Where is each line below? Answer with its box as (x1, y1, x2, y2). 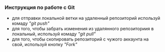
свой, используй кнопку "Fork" (11, 42, 78, 48)
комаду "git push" (11, 20, 50, 26)
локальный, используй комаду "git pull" (11, 31, 96, 37)
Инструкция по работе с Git (4, 4, 75, 11)
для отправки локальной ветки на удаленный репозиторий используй (11, 15, 161, 21)
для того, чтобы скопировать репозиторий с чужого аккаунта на (11, 36, 149, 42)
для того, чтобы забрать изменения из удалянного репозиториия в (11, 26, 154, 32)
